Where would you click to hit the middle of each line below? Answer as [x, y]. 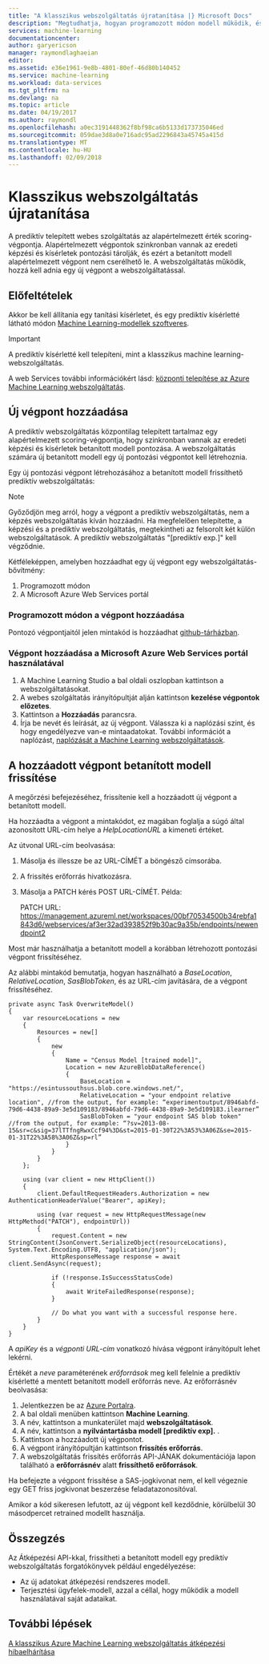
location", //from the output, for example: [84, 1103]
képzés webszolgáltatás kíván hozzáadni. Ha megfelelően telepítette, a [125, 520]
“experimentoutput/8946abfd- [211, 1103]
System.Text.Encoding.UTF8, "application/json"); [93, 1250]
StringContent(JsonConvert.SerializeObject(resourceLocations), [118, 1243]
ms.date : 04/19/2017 [43, 113]
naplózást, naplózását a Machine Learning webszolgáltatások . [122, 740]
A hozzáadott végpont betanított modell [110, 765]
